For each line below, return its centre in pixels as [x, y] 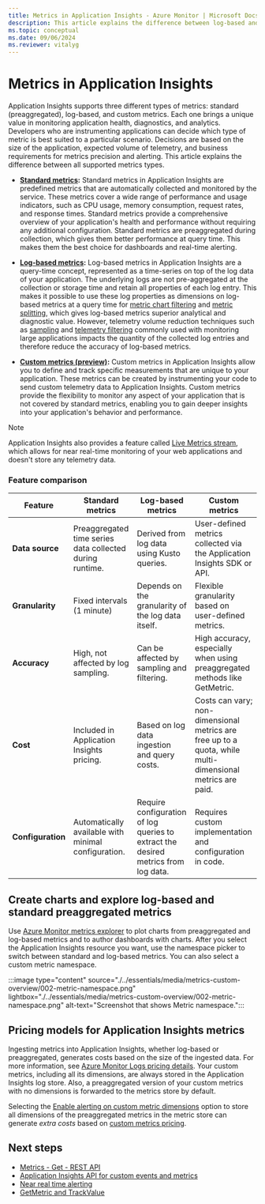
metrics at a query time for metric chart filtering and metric [138, 304]
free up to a [216, 740]
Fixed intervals [101, 601]
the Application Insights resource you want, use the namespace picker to [127, 948]
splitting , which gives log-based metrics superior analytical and [123, 313]
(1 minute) [93, 611]
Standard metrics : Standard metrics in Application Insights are [122, 180]
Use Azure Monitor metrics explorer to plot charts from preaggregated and [129, 931]
